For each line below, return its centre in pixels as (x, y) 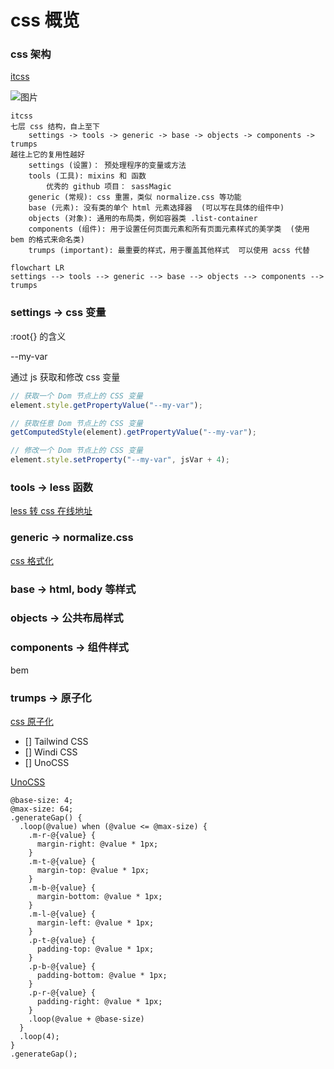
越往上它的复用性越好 (47, 155)
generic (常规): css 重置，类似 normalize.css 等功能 (135, 197)
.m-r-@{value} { (62, 836)
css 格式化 (32, 560)
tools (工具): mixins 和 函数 (87, 176)
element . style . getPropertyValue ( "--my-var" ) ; (106, 405)
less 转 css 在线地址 (51, 511)
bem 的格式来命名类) (48, 240)
